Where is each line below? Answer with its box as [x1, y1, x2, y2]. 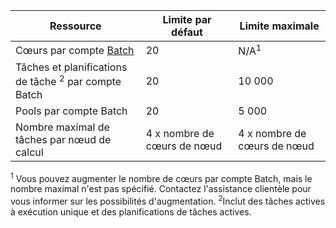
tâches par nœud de [15, 132, 112, 146]
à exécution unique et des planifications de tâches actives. [10, 205, 252, 218]
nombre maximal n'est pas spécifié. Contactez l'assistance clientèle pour [10, 183, 312, 195]
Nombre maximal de [15, 120, 110, 134]
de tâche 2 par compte [15, 73, 122, 89]
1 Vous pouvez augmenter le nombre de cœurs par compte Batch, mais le [10, 170, 313, 184]
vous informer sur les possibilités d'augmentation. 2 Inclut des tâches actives [10, 194, 326, 207]
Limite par [162, 13, 212, 26]
